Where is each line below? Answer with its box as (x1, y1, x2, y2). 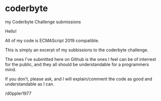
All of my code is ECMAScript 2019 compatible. (5, 37, 99, 43)
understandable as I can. (5, 81, 55, 87)
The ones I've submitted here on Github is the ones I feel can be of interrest (5, 56, 156, 62)
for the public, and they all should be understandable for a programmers (5, 61, 149, 67)
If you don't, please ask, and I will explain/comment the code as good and (5, 76, 153, 82)
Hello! (5, 28, 17, 34)
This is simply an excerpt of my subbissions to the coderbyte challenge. (5, 47, 149, 53)
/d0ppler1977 (5, 90, 32, 96)
